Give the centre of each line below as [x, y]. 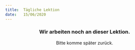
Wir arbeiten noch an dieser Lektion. [85, 32]
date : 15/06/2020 [26, 14]
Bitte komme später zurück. [85, 42]
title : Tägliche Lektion [32, 10]
